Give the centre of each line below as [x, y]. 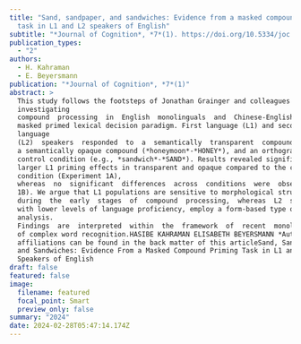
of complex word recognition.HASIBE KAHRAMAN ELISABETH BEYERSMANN [146, 234]
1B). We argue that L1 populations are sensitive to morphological [146, 193]
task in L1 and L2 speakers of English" [94, 26]
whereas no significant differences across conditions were [144, 185]
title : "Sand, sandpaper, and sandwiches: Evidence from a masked [136, 17]
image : [21, 284]
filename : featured [54, 292]
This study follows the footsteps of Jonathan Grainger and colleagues [154, 101]
